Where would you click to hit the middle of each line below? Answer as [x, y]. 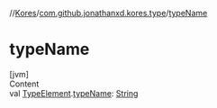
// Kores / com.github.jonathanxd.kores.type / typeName [108, 13]
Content [24, 84]
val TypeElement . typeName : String [74, 93]
